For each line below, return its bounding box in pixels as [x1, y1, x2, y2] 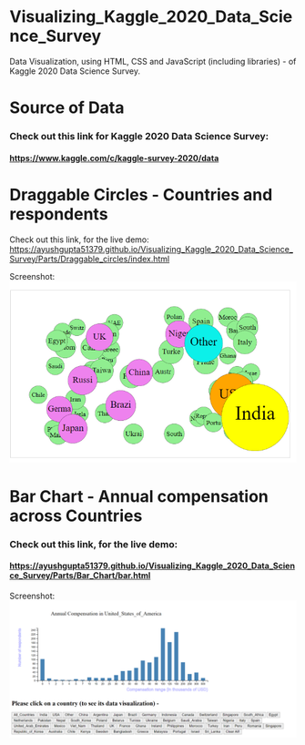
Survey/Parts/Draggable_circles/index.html [9, 253, 170, 264]
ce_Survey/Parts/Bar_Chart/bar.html [9, 570, 151, 581]
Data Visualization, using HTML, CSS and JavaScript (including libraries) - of [9, 56, 297, 66]
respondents [9, 203, 108, 224]
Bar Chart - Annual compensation [9, 485, 269, 506]
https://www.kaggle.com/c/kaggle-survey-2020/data [9, 152, 219, 163]
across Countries [9, 505, 143, 526]
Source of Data [9, 97, 125, 118]
